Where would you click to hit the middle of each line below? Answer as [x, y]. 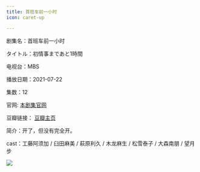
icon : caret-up [25, 18]
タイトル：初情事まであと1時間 [45, 53]
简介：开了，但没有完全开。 [41, 130]
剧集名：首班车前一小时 [35, 40]
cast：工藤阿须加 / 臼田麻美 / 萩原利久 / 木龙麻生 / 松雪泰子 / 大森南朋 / [95, 143]
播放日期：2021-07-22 [34, 79]
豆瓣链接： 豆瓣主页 [31, 118]
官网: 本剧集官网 [26, 105]
